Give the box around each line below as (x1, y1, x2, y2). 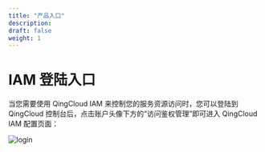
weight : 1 (8, 34, 42, 42)
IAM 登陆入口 (8, 71, 96, 89)
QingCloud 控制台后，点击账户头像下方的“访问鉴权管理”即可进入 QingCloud (8, 109, 258, 118)
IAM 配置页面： (8, 119, 59, 129)
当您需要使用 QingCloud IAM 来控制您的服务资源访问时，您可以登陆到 (8, 99, 238, 109)
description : (8, 19, 52, 27)
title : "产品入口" (8, 11, 66, 20)
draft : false (8, 26, 52, 34)
